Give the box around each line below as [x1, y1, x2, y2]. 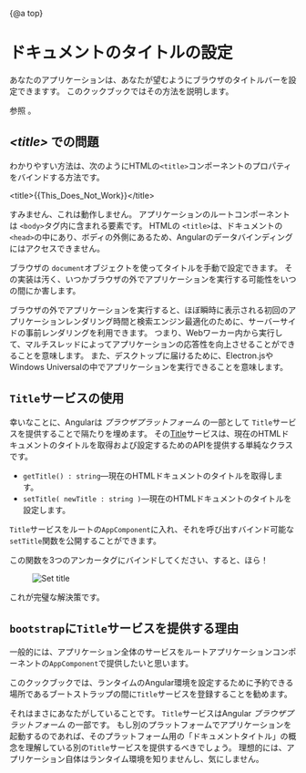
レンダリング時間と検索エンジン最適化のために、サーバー [65, 315, 280, 326]
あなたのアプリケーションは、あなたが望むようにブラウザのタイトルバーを [9, 74, 289, 85]
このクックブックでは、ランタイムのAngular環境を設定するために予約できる [9, 677, 294, 688]
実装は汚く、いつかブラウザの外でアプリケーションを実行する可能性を [16, 273, 280, 284]
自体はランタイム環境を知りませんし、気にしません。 [65, 754, 264, 765]
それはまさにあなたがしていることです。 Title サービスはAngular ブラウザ [9, 708, 286, 719]
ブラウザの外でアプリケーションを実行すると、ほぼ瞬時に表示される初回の [9, 304, 289, 315]
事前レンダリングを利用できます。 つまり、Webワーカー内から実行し [25, 327, 283, 338]
